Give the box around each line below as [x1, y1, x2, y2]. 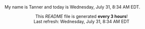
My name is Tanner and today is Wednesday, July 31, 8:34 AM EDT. [4, 4, 140, 10]
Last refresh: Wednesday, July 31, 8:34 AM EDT [33, 19, 130, 24]
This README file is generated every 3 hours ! [35, 14, 128, 19]
